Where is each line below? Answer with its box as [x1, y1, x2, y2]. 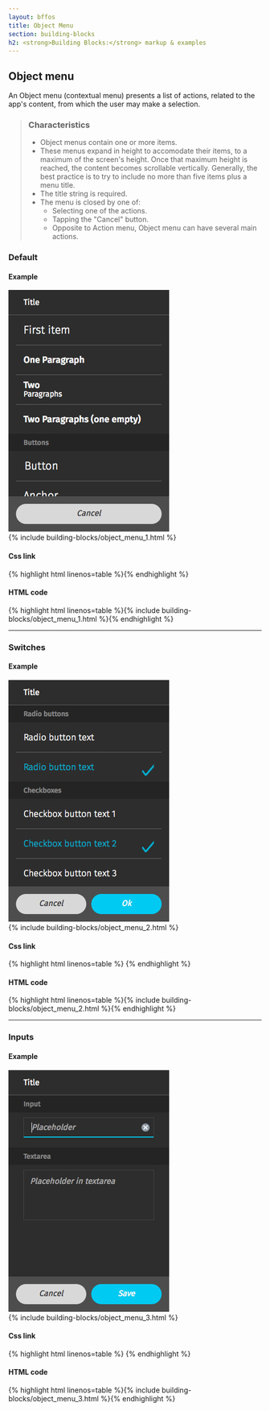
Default [8, 252, 39, 263]
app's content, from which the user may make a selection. [8, 99, 201, 109]
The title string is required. [39, 189, 128, 199]
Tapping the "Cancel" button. [51, 214, 149, 225]
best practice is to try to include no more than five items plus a [39, 172, 247, 181]
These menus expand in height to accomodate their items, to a [39, 146, 247, 156]
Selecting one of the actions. [51, 206, 148, 216]
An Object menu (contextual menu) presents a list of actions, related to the [8, 91, 256, 101]
